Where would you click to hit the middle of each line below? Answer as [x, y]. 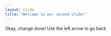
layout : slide [20, 10]
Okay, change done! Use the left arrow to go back [56, 28]
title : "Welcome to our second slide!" [46, 14]
